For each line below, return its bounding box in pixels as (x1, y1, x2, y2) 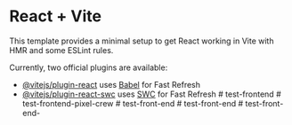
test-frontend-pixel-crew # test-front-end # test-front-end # (21, 98, 244, 108)
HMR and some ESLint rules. (9, 44, 114, 55)
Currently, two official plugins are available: (9, 62, 168, 73)
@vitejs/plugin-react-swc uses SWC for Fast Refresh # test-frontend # (21, 89, 282, 99)
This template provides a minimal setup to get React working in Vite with (9, 35, 274, 46)
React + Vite (9, 6, 102, 27)
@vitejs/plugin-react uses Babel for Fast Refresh (21, 79, 201, 90)
